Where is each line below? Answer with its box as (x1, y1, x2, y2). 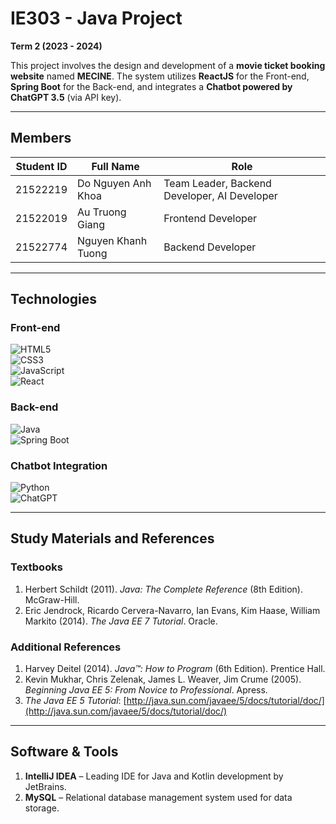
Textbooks (10, 560, 63, 574)
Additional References (10, 640, 122, 654)
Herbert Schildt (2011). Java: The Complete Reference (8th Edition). (24, 583, 303, 595)
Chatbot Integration (10, 458, 108, 472)
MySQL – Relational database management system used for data (24, 791, 293, 803)
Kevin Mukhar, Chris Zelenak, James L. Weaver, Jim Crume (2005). (24, 673, 302, 686)
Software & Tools (10, 743, 119, 761)
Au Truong (77, 205, 127, 219)
